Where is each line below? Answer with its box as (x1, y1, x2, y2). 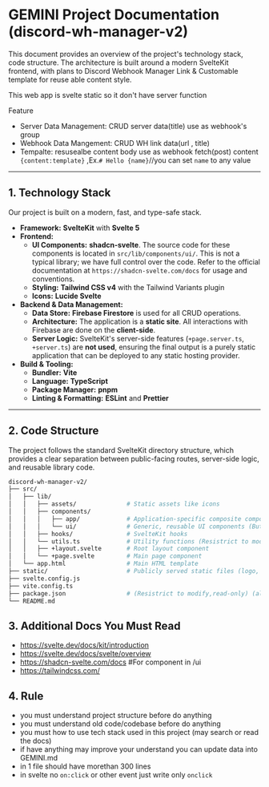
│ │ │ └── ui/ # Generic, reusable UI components (8, 523, 246, 531)
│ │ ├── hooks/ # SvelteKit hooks (8, 530, 188, 538)
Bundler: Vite (31, 367, 78, 377)
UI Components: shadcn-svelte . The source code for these (31, 240, 231, 249)
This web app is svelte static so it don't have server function (8, 90, 207, 99)
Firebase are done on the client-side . (31, 325, 156, 334)
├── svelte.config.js (8, 575, 81, 583)
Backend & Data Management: (19, 299, 123, 309)
